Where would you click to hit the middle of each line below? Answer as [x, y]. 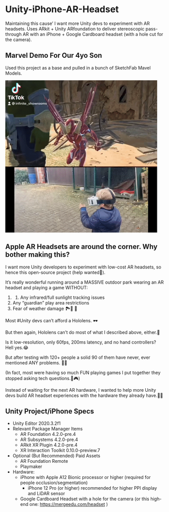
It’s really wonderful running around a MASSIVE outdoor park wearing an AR [85, 282]
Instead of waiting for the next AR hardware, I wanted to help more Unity [81, 390]
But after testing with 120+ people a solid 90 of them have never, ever [78, 357]
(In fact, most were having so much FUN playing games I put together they [83, 372]
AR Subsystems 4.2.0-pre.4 [49, 439]
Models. [14, 73]
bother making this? [37, 255]
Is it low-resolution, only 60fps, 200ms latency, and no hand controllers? [81, 342]
